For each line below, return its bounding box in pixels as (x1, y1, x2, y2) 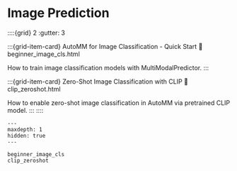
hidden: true (7, 132, 46, 139)
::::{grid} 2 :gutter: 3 (7, 28, 66, 37)
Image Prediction (7, 5, 110, 21)
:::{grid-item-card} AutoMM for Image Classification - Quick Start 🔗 (7, 42, 203, 50)
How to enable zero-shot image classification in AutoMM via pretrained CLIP (7, 98, 231, 107)
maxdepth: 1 (7, 126, 42, 133)
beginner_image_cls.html (7, 50, 80, 58)
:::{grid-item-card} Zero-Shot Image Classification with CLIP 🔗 (7, 77, 189, 86)
